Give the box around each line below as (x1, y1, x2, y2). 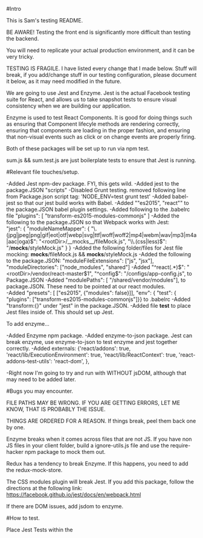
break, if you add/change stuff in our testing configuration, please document (6, 71, 197, 78)
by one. (6, 424, 25, 431)
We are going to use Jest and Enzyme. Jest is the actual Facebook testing (6, 89, 190, 96)
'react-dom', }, (53, 358, 89, 365)
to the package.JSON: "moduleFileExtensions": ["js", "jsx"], (6, 257, 154, 264)
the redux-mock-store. (6, 467, 63, 473)
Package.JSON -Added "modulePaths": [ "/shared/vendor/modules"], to (6, 276, 186, 284)
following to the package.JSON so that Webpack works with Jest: (6, 219, 170, 225)
